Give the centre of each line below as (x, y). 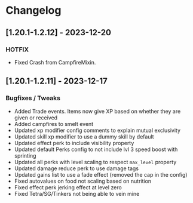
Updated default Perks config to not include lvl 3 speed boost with (96, 149)
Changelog (33, 10)
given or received (36, 118)
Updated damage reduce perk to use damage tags (76, 168)
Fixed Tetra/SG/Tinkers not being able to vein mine (77, 193)
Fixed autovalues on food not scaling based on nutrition (83, 181)
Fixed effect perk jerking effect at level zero (68, 187)
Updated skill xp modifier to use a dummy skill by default (84, 136)
